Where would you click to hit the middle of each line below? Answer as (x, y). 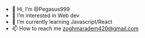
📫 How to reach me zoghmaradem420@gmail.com (75, 28)
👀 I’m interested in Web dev (45, 15)
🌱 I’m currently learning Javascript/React (62, 22)
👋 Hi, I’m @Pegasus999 (41, 9)
